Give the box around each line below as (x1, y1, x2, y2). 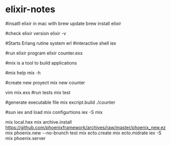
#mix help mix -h (5, 70, 41, 76)
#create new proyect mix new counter (5, 79, 85, 85)
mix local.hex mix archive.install (5, 119, 72, 125)
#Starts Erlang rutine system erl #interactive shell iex (5, 40, 116, 46)
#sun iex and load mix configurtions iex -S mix (5, 109, 103, 115)
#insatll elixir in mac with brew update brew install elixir (5, 20, 121, 26)
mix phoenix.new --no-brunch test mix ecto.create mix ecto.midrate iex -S (5, 130, 162, 136)
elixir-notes (5, 4, 56, 15)
